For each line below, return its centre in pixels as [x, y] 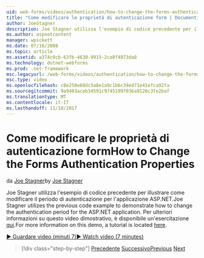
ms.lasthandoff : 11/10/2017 [42, 108]
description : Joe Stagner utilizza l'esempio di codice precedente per [99, 29]
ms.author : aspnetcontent [39, 35]
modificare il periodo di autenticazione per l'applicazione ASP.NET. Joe [95, 199]
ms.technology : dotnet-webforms [47, 63]
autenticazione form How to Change [98, 151]
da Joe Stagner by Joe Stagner [45, 181]
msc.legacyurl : [25, 74]
